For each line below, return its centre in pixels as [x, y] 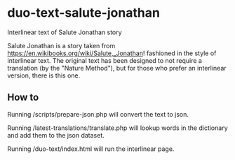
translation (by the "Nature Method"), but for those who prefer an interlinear [117, 68]
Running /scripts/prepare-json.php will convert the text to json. [98, 114]
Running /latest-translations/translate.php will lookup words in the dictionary [117, 128]
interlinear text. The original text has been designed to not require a [105, 60]
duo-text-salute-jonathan [83, 13]
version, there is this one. [44, 75]
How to [23, 97]
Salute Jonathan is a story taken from [61, 45]
